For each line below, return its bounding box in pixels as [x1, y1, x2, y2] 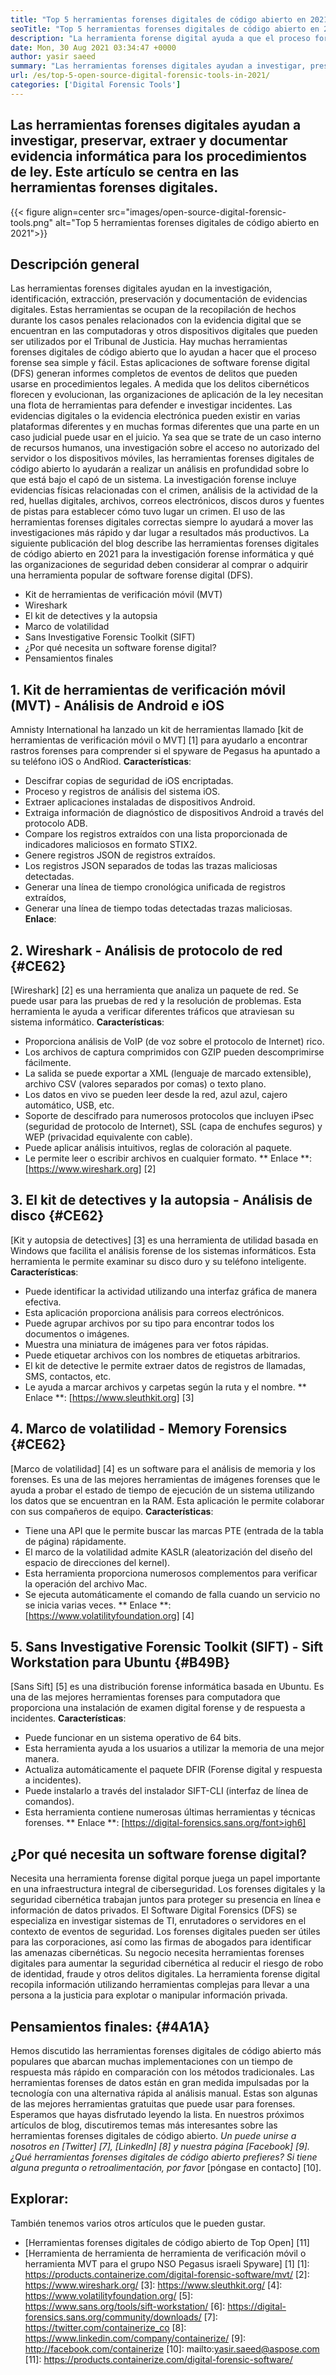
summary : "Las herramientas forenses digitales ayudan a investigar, [10, 61, 307, 71]
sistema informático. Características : [10, 1016, 165, 1028]
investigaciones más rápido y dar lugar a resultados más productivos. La [10, 527, 310, 539]
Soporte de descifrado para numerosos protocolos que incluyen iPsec [24, 1110, 315, 1121]
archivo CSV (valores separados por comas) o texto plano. [24, 1078, 267, 1090]
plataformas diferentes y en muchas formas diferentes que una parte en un [10, 421, 320, 433]
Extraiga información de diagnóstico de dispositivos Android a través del [24, 807, 324, 819]
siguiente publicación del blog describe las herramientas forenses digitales [10, 537, 320, 550]
